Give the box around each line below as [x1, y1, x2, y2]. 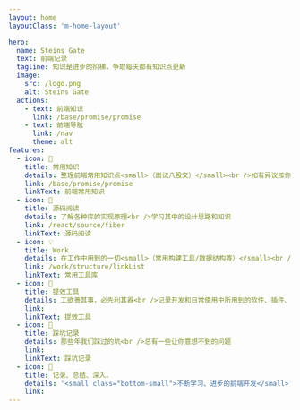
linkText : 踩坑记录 [24, 354, 91, 363]
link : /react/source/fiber [24, 220, 125, 229]
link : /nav [31, 129, 73, 139]
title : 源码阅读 [24, 204, 80, 213]
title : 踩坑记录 [24, 329, 80, 338]
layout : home [8, 13, 57, 22]
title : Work [24, 245, 69, 255]
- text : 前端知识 [24, 104, 84, 113]
